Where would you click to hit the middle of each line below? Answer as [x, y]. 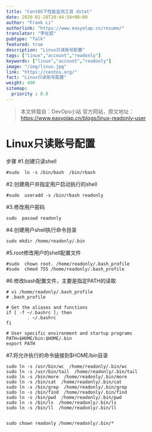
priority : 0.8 [30, 94]
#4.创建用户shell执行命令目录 [42, 230]
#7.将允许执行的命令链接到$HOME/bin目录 [57, 355]
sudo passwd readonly [34, 218]
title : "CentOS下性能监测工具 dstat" [49, 12]
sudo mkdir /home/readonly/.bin [45, 241]
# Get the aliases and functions [47, 307]
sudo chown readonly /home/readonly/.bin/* [60, 423]
